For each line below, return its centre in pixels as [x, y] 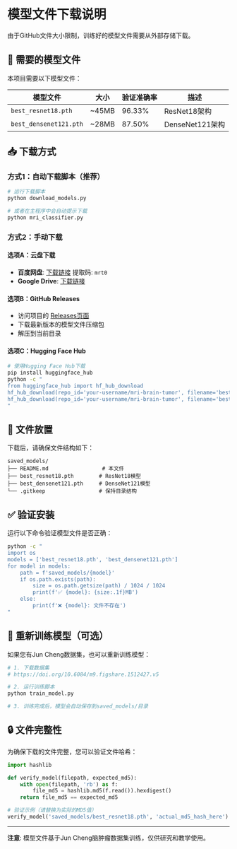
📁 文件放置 [30, 429]
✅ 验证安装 [31, 514]
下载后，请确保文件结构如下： [50, 448]
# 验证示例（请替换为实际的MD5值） [52, 810]
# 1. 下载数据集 [29, 668]
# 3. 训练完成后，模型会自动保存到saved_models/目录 [78, 707]
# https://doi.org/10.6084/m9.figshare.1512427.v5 [83, 674]
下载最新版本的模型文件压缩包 [61, 324]
